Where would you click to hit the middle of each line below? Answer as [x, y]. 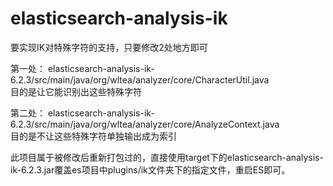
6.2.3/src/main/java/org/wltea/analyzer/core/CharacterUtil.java [140, 79]
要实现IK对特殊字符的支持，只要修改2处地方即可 [109, 47]
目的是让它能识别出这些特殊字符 [76, 91]
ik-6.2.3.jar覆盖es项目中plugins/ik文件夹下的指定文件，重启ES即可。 [150, 169]
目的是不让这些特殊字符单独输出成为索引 [93, 136]
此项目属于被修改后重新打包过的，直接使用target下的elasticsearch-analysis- [167, 157]
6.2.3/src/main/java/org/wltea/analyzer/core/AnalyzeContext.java [145, 124]
